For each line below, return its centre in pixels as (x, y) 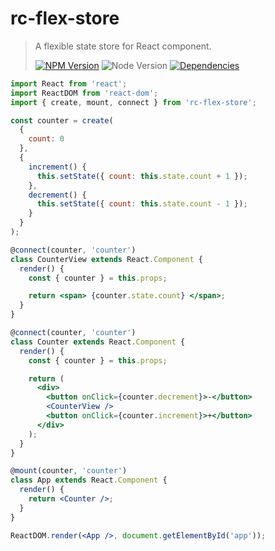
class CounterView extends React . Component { (106, 259)
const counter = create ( (62, 120)
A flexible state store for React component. (123, 46)
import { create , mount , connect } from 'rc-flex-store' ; (133, 102)
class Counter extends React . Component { (98, 342)
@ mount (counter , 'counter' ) (69, 471)
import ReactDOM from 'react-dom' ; (84, 93)
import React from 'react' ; (69, 83)
